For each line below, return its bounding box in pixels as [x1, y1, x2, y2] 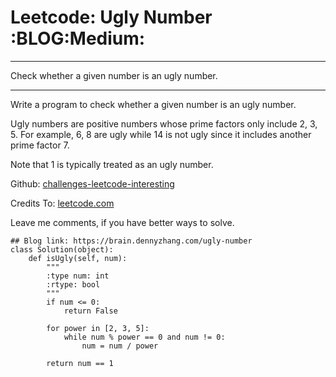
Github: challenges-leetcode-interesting [10, 177, 175, 190]
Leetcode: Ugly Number [10, 6, 213, 29]
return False [63, 306, 118, 316]
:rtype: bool [46, 279, 101, 290]
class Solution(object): [10, 244, 114, 255]
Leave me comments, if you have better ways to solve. [10, 216, 235, 228]
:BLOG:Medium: [10, 27, 146, 50]
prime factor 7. [10, 139, 70, 151]
